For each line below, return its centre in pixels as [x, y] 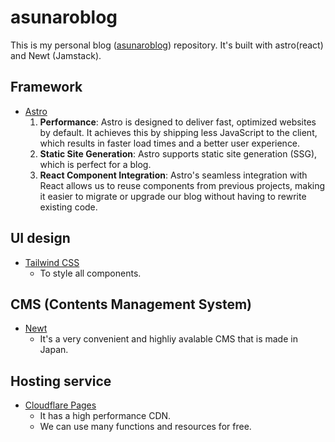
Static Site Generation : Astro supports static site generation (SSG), [178, 153]
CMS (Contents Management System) [131, 304]
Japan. [54, 350]
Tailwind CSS [52, 262]
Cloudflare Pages [60, 405]
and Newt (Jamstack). [56, 55]
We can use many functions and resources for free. [145, 427]
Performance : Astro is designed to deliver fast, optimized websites [178, 122]
